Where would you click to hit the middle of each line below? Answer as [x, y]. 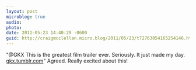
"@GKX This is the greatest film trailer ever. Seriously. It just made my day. [96, 55]
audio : [14, 22]
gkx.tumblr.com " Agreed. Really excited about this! [67, 61]
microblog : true [26, 17]
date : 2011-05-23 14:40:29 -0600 [47, 33]
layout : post [22, 11]
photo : [14, 27]
